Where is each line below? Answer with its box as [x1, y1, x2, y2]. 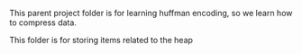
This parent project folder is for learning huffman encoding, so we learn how [9, 8, 293, 18]
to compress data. [9, 17, 77, 28]
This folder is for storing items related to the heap [9, 35, 194, 45]
